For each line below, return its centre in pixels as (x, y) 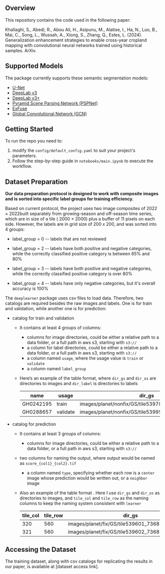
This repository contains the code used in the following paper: (68, 20)
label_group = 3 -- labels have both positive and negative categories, (82, 269)
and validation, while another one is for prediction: (56, 309)
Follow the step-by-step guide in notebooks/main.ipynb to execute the (83, 161)
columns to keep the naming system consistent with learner (80, 503)
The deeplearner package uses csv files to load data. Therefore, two (74, 298)
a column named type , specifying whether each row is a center (91, 473)
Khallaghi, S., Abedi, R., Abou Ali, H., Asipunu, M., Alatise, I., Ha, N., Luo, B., (81, 30)
